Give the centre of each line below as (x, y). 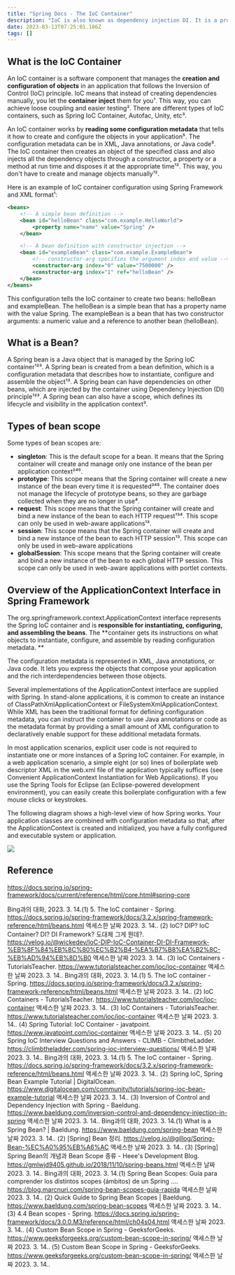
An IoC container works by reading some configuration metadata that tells (116, 129)
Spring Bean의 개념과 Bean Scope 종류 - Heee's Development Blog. (103, 1155)
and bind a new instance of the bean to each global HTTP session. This (120, 561)
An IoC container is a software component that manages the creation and (114, 78)
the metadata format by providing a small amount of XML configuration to (113, 727)
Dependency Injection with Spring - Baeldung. (74, 1105)
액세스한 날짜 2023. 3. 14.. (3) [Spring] (164, 1147)
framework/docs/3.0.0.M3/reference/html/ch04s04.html (88, 1222)
